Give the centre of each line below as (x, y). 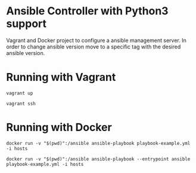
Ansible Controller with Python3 (87, 11)
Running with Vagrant (61, 78)
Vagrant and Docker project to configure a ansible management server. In (96, 40)
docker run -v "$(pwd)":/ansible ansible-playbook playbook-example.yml (98, 143)
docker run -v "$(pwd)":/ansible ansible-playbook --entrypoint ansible (98, 159)
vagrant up (20, 93)
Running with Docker (59, 128)
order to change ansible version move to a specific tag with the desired (94, 47)
